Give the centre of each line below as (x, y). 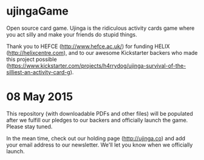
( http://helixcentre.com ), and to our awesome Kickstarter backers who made (102, 52)
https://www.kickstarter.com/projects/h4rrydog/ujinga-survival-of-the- (97, 66)
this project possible (32, 59)
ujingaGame (37, 11)
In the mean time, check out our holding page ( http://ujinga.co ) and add (96, 138)
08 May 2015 (40, 97)
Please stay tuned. (29, 127)
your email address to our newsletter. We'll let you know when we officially (100, 145)
